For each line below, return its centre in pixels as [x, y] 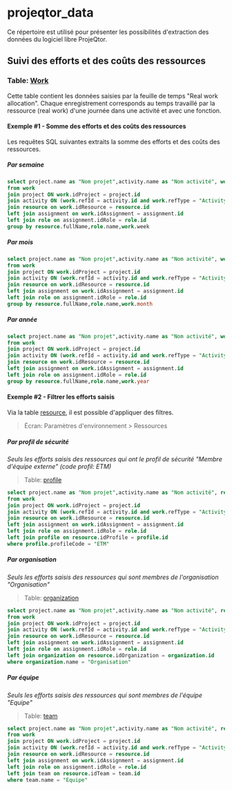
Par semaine [26, 165]
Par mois [20, 242]
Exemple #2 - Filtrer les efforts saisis [61, 397]
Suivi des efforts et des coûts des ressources [106, 61]
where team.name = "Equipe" [48, 780]
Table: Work [28, 81]
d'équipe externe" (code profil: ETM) [59, 466]
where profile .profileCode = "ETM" [58, 544]
